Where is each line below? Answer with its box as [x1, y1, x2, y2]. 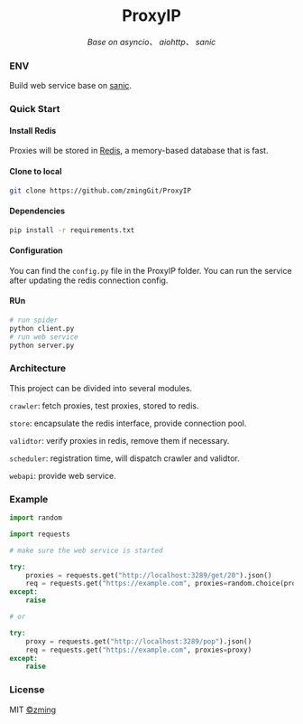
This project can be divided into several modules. [9, 382, 192, 393]
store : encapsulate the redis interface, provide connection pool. [9, 418, 247, 428]
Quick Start [9, 103, 60, 116]
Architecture [9, 362, 67, 375]
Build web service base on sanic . [9, 80, 133, 91]
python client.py [9, 324, 75, 333]
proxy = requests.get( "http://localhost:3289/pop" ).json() [25, 636, 252, 646]
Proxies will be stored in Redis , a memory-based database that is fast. [9, 146, 269, 156]
